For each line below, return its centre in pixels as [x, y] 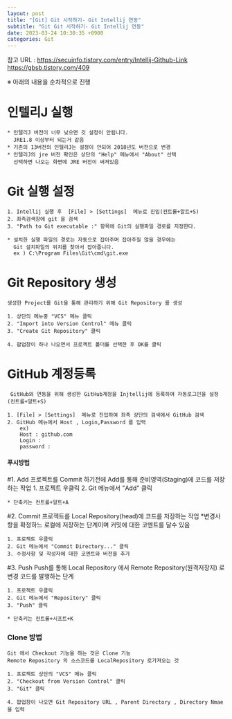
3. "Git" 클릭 [26, 689]
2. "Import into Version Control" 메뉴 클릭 [70, 324]
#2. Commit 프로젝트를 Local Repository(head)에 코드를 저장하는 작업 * [106, 516]
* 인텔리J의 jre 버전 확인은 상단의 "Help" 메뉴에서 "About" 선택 [92, 155]
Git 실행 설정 [41, 192]
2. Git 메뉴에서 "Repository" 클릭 [54, 598]
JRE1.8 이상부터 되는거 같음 [49, 140]
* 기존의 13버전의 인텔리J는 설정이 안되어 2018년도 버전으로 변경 [89, 147]
